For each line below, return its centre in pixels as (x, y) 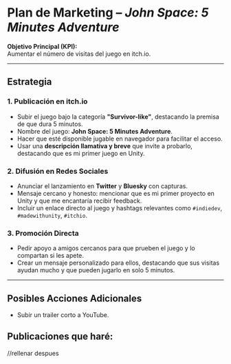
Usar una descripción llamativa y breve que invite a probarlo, (104, 145)
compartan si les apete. (51, 256)
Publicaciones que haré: (60, 337)
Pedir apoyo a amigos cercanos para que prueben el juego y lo (106, 248)
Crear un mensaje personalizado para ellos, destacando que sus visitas (118, 263)
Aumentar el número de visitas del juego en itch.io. (79, 54)
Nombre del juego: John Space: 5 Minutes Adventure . (95, 131)
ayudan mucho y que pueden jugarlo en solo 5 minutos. (96, 270)
